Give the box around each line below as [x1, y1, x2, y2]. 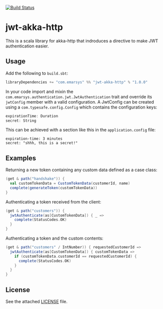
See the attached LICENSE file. [5, 299, 68, 304]
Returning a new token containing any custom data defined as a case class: [5, 167, 158, 173]
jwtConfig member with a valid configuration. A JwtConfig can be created [5, 99, 154, 105]
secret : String [5, 118, 37, 123]
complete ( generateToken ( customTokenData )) [10, 185, 98, 190]
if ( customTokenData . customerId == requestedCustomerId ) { [14, 254, 137, 259]
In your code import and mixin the [5, 88, 74, 94]
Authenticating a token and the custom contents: [5, 235, 104, 242]
